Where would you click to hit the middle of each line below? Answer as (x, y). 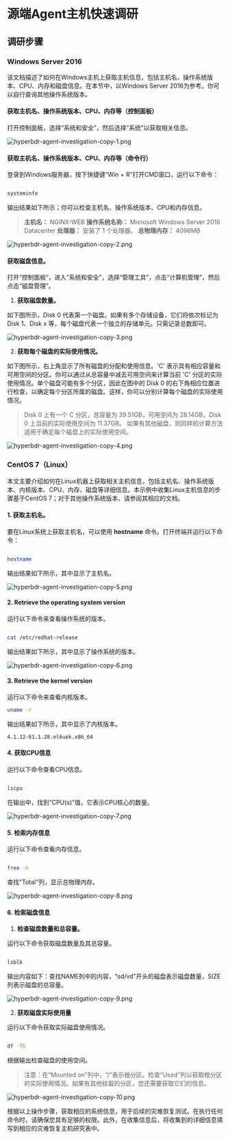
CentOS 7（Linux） (39, 465)
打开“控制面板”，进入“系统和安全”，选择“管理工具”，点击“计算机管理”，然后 (114, 278)
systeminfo (23, 194)
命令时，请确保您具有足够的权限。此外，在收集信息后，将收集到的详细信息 (112, 1120)
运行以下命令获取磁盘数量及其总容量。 (61, 944)
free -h (18, 868)
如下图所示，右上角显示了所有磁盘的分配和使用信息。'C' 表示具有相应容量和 (114, 366)
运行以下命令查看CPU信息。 (47, 770)
